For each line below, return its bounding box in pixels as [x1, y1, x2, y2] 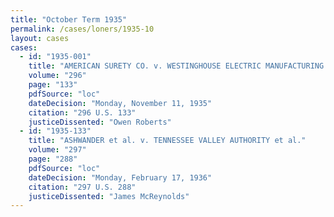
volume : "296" [28, 71, 87, 81]
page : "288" [28, 154, 78, 164]
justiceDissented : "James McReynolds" [28, 191, 190, 201]
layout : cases [10, 33, 70, 43]
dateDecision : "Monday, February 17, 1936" [28, 172, 213, 183]
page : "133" [28, 80, 78, 90]
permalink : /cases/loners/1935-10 [10, 24, 155, 34]
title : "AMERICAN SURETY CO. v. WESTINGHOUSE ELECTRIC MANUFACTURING [28, 61, 325, 71]
